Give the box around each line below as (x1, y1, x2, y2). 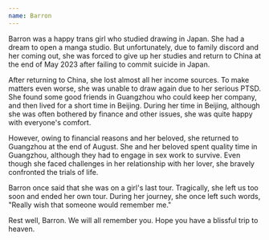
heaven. (8, 224, 35, 234)
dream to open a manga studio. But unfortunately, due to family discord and (8, 42, 259, 52)
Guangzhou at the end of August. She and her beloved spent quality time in (8, 141, 258, 151)
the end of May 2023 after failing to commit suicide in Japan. (8, 59, 210, 69)
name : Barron (8, 11, 52, 20)
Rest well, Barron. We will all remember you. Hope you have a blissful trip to (8, 215, 259, 225)
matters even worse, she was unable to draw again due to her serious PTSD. (8, 83, 262, 93)
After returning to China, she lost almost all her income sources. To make (8, 75, 250, 84)
